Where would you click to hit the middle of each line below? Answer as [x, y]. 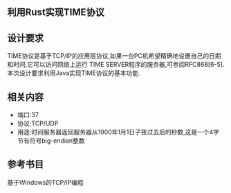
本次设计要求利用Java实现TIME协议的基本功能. [74, 73]
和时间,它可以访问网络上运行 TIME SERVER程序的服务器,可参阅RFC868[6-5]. [116, 65]
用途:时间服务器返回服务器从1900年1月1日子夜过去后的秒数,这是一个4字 [118, 132]
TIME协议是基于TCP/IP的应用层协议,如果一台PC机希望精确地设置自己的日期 [114, 56]
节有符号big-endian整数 [51, 141]
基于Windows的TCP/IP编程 [46, 182]
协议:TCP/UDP [38, 123]
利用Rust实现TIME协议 [56, 12]
